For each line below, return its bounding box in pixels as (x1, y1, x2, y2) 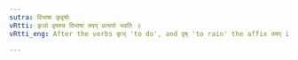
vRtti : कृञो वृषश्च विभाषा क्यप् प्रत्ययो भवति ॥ (9, 21, 141, 30)
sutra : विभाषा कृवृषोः (9, 12, 70, 22)
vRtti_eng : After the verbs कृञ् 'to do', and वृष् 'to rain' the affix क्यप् (9, 29, 282, 38)
